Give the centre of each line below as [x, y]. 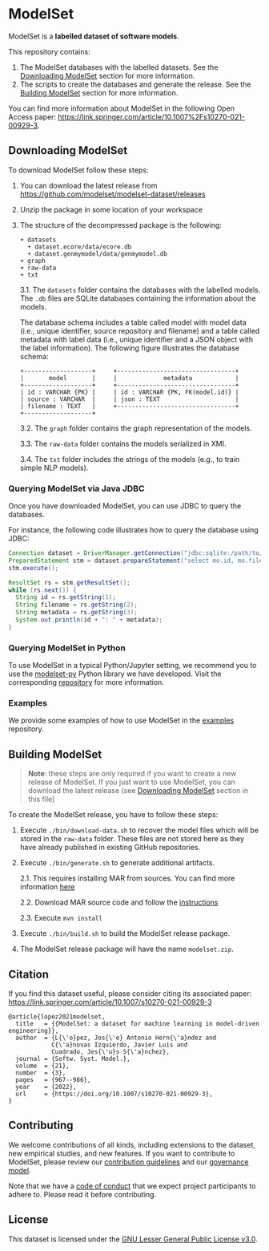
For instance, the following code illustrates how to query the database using [133, 530]
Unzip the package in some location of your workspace [111, 209]
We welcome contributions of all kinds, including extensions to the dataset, [132, 1144]
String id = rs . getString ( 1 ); [66, 597]
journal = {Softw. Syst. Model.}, [73, 1059]
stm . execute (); [34, 568]
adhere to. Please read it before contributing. [82, 1194]
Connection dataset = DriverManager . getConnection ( [96, 553]
